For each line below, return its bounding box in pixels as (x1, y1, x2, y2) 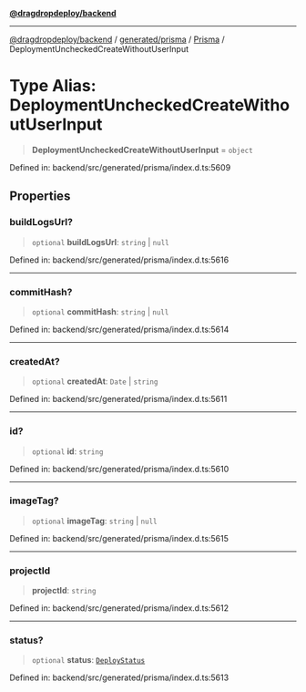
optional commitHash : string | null (31, 305, 169, 317)
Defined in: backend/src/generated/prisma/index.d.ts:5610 (9, 463, 229, 474)
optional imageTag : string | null (31, 515, 158, 526)
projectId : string (31, 585, 97, 596)
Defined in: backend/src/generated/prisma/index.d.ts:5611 (9, 394, 228, 405)
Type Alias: (9, 76, 97, 97)
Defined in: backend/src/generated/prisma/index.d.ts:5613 (9, 672, 229, 683)
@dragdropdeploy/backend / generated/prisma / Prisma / (9, 34, 225, 45)
